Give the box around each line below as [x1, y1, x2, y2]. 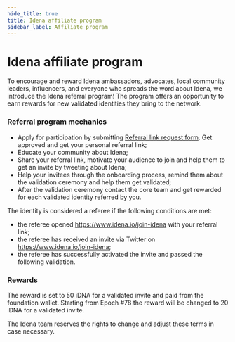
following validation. [17, 258, 76, 266]
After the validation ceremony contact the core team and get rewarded [17, 185, 222, 194]
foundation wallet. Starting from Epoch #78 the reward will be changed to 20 [7, 298, 229, 307]
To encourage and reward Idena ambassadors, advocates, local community [7, 77, 226, 85]
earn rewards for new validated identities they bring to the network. [7, 99, 202, 108]
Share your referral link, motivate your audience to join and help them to [17, 156, 226, 164]
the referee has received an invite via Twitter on [17, 235, 156, 243]
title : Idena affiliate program [7, 17, 102, 24]
